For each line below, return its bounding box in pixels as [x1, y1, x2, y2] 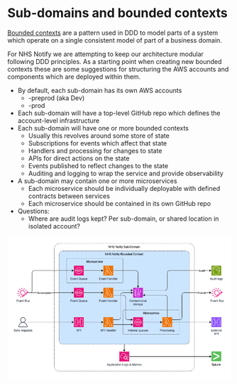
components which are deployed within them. [7, 72, 141, 81]
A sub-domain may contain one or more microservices [17, 176, 177, 185]
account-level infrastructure [17, 116, 100, 125]
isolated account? [28, 221, 80, 230]
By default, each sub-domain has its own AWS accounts [17, 86, 182, 94]
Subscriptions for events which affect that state [28, 138, 167, 147]
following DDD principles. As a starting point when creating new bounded [7, 57, 222, 65]
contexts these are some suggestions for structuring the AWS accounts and [7, 65, 229, 73]
